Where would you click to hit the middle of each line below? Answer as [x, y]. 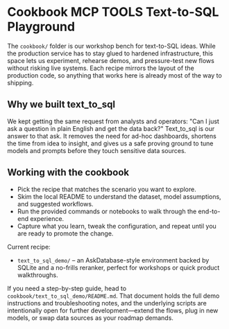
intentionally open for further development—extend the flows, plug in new [113, 310]
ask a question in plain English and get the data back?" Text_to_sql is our [111, 128]
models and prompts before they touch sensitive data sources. [97, 150]
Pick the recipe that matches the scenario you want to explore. [107, 189]
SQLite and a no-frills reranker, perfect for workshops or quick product [118, 267]
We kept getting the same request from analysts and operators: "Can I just [113, 121]
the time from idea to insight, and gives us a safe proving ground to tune [110, 143]
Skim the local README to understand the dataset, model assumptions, [119, 196]
